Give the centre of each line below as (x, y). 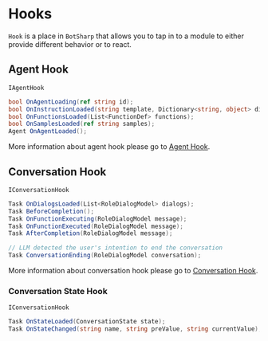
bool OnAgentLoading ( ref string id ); (71, 102)
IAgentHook (26, 88)
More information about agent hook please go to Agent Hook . (109, 147)
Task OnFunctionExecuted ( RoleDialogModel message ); (96, 226)
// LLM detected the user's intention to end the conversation (116, 248)
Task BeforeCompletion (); (51, 211)
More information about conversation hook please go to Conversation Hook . (133, 271)
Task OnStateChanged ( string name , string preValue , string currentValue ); (135, 329)
